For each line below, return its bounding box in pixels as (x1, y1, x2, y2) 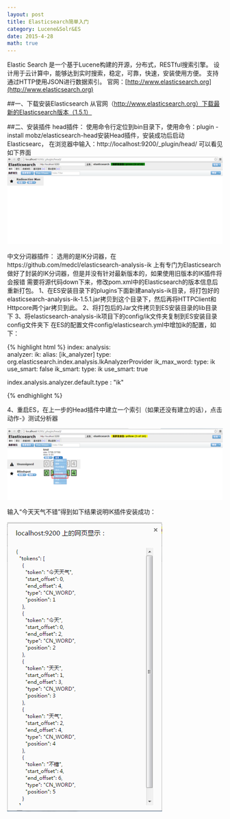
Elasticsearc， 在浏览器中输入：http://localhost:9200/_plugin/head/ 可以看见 (7, 140, 223, 148)
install (7, 131, 24, 140)
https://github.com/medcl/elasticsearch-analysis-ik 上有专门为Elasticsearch (7, 261, 221, 269)
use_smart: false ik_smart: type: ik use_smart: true (7, 364, 149, 373)
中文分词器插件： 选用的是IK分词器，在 (7, 252, 117, 260)
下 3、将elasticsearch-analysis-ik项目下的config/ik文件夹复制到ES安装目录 (7, 312, 218, 320)
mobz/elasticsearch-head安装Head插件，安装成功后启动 (25, 131, 185, 140)
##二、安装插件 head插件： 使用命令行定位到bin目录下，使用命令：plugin (7, 123, 214, 131)
